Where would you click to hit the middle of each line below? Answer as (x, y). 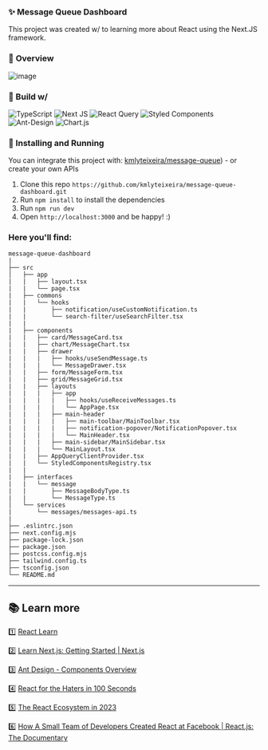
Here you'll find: (40, 238)
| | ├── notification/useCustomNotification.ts (103, 310)
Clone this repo (45, 184)
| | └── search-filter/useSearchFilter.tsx (96, 317)
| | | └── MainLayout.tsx (62, 449)
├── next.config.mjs (43, 533)
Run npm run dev (47, 208)
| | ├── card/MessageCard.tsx (66, 337)
